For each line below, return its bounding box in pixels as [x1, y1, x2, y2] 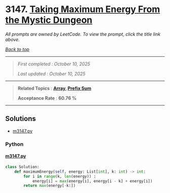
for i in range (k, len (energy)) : [23, 174, 96, 179]
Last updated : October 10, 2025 [17, 70, 86, 76]
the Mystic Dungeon [5, 14, 93, 26]
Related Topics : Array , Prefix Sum [17, 85, 92, 91]
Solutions [5, 114, 36, 123]
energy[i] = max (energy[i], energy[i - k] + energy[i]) [32, 178, 153, 183]
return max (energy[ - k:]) [23, 183, 76, 188]
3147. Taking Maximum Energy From [5, 4, 160, 15]
